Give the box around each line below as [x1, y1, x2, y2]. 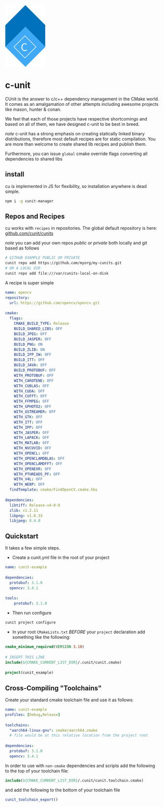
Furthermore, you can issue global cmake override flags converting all [5, 151, 148, 156]
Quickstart [5, 532, 39, 540]
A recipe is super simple [5, 279, 54, 285]
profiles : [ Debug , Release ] [5, 712, 60, 717]
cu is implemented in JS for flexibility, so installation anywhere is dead [5, 183, 147, 189]
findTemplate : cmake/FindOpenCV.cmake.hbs [9, 487, 98, 492]
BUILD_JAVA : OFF [14, 363, 48, 368]
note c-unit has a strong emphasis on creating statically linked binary [5, 130, 145, 136]
